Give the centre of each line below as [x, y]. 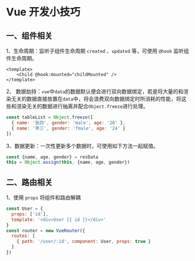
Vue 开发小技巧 [43, 12]
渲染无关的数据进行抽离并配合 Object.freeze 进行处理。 [82, 106]
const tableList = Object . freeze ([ [50, 117]
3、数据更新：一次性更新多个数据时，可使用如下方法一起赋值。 [82, 146]
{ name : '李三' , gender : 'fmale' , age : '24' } [68, 128]
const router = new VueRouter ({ [46, 230]
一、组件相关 [29, 36]
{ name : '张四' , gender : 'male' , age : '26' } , [68, 123]
